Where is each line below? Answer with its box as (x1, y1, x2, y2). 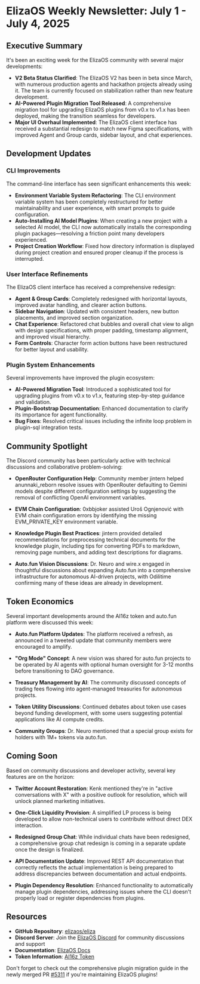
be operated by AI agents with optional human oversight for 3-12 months (14, 661, 194, 668)
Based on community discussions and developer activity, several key (6, 767, 176, 774)
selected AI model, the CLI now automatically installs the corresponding (14, 223, 192, 230)
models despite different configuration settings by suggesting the (14, 488, 176, 495)
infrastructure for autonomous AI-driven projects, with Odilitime (14, 573, 171, 580)
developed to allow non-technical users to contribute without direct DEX (14, 815, 193, 822)
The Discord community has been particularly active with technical (6, 457, 171, 464)
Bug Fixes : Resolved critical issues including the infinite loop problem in (14, 418, 192, 425)
